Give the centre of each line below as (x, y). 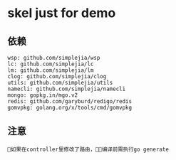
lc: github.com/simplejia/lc (51, 64)
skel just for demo (62, 13)
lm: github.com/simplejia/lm (51, 70)
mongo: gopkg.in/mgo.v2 (43, 95)
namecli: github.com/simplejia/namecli (67, 89)
